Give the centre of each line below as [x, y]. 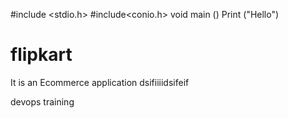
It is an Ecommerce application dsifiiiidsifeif [100, 82]
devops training [42, 101]
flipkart [41, 55]
